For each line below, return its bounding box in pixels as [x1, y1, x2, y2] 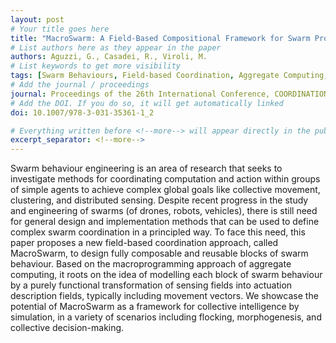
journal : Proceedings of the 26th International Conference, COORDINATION [10, 89, 329, 99]
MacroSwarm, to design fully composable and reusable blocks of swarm [10, 247, 309, 260]
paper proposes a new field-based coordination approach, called [10, 237, 279, 249]
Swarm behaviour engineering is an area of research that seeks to [10, 162, 283, 175]
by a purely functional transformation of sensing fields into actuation [10, 279, 293, 291]
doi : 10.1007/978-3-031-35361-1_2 [10, 107, 155, 118]
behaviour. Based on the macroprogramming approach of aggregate [10, 258, 292, 270]
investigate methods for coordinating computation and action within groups [10, 173, 321, 185]
